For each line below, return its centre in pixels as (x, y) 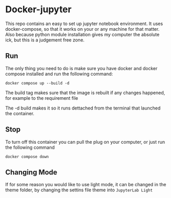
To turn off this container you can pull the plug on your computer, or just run (85, 142)
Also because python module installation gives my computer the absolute (82, 34)
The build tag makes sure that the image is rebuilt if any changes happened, (85, 93)
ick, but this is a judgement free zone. (45, 40)
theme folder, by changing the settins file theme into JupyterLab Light (79, 190)
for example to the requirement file (42, 98)
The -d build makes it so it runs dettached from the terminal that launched (83, 108)
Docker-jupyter (39, 9)
